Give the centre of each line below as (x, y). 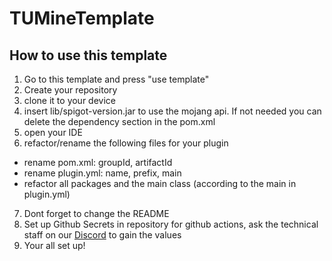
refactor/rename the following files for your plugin (126, 143)
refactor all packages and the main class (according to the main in (160, 183)
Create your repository (70, 90)
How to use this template (88, 55)
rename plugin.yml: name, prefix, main (102, 173)
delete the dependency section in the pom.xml (119, 121)
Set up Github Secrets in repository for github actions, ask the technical (171, 224)
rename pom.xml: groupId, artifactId (98, 162)
